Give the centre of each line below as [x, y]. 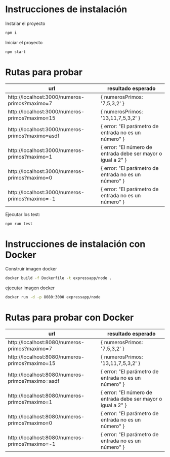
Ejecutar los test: [23, 214]
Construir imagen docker [31, 269]
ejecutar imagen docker [30, 288]
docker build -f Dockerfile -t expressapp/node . [59, 278]
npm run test [19, 224]
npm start [16, 52]
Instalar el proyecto [25, 23]
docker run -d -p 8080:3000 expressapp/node [53, 297]
